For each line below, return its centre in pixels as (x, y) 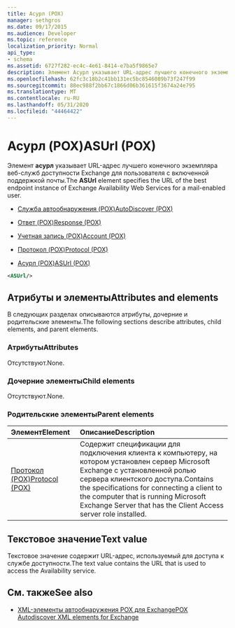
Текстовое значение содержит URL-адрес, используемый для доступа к (116, 556)
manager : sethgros (34, 20)
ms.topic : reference (37, 40)
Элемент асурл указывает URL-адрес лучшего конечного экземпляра (113, 165)
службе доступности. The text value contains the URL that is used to (107, 564)
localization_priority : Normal (53, 46)
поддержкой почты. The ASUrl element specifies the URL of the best (107, 180)
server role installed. (113, 514)
